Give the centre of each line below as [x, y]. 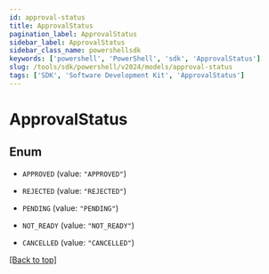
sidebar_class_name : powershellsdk [75, 51]
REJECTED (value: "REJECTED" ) [74, 190]
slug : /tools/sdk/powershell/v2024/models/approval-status [121, 68]
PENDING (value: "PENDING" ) [70, 208]
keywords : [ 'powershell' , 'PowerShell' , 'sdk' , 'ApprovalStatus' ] [135, 59]
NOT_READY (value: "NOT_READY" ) [78, 225]
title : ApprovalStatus [51, 26]
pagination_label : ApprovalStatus [73, 34]
